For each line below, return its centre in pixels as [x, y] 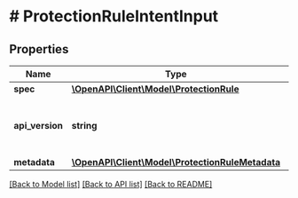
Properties [39, 49]
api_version [39, 126]
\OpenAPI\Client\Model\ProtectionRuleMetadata [176, 162]
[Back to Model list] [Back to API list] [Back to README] [111, 184]
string [84, 126]
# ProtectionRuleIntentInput [114, 16]
